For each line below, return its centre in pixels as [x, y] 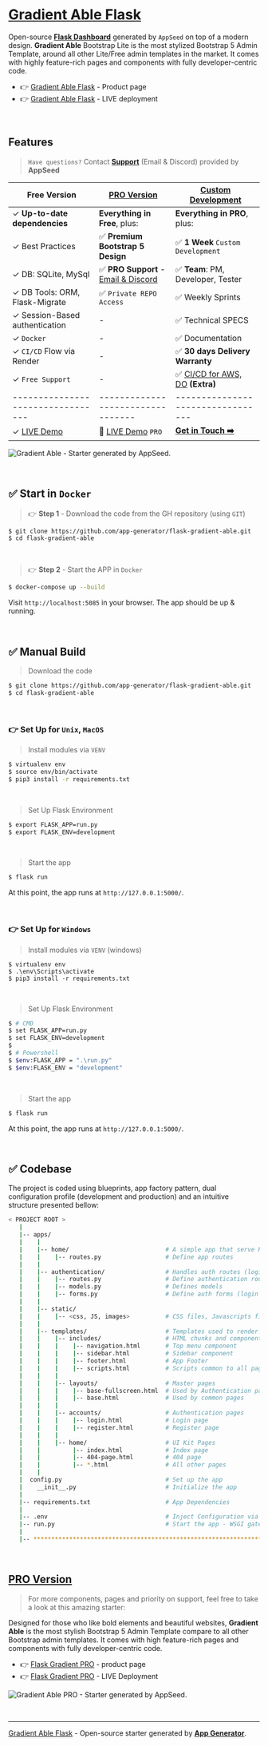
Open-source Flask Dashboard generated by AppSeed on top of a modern [128, 37]
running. [22, 611]
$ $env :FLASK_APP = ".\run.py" [60, 1060]
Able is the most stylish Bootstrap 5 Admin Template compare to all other [128, 1631]
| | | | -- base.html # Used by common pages [132, 1398]
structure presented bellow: [54, 1205]
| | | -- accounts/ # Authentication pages [132, 1413]
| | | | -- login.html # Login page [114, 1421]
